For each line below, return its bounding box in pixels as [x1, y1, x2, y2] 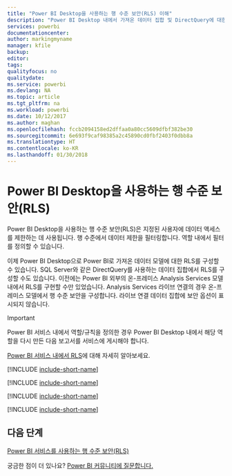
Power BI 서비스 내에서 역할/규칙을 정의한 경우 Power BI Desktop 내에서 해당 [7, 327, 216, 336]
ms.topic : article [7, 94, 60, 101]
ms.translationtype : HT [7, 139, 76, 146]
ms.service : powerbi [7, 81, 67, 88]
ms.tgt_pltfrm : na [7, 100, 60, 107]
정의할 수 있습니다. [14, 242, 64, 250]
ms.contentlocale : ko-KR [7, 145, 79, 152]
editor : [7, 55, 30, 62]
